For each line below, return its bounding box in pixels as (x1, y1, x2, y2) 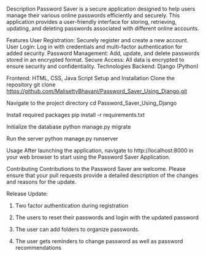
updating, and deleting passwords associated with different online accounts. (6, 24, 199, 32)
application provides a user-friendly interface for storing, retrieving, (6, 18, 177, 25)
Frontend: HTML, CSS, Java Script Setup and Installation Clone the (6, 75, 175, 81)
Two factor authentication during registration (15, 202, 129, 209)
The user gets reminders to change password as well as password (15, 238, 183, 244)
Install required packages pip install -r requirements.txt (6, 111, 145, 118)
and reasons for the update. (6, 178, 77, 186)
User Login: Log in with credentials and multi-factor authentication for (6, 43, 183, 50)
